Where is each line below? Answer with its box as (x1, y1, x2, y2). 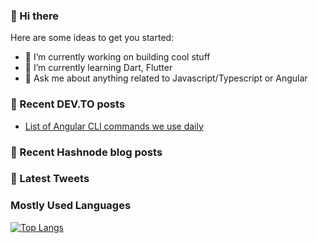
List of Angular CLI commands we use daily (24, 120, 204, 132)
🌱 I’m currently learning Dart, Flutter (24, 62, 173, 74)
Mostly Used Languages (10, 199, 132, 213)
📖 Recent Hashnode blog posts (10, 145, 163, 159)
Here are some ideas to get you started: (10, 32, 175, 44)
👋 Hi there (10, 9, 60, 23)
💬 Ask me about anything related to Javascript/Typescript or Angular (24, 72, 308, 84)
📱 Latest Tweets (10, 172, 90, 186)
